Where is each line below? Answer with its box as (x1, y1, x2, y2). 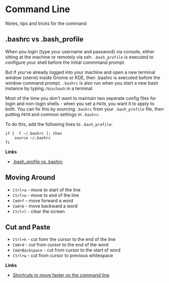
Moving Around (5, 173, 56, 182)
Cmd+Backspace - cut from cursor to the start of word (12, 247, 120, 253)
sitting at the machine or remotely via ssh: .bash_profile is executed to (5, 54, 154, 60)
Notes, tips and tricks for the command (5, 20, 87, 26)
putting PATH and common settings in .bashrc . (5, 111, 100, 117)
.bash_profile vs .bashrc (12, 158, 63, 164)
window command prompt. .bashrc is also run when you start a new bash (5, 80, 158, 86)
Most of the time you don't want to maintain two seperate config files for (5, 95, 156, 101)
